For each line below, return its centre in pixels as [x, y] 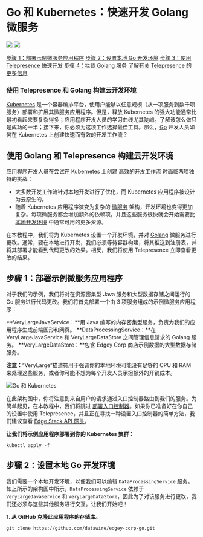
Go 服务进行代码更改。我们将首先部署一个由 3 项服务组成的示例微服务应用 [98, 301]
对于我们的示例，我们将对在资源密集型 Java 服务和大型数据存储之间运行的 [98, 294]
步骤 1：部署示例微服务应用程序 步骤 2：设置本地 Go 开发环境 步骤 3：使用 [99, 57]
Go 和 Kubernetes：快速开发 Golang [98, 12]
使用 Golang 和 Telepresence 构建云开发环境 [90, 156]
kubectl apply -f [28, 445]
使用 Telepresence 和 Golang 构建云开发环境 [72, 90]
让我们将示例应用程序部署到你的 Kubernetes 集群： [70, 434]
